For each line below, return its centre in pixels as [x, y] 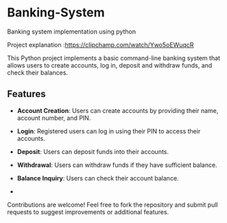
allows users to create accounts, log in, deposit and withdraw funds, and [110, 65]
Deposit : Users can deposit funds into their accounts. [93, 151]
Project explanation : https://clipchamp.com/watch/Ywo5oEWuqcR [100, 44]
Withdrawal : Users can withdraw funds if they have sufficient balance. [117, 165]
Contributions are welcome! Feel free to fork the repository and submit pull [112, 205]
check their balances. [38, 73]
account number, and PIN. [54, 118]
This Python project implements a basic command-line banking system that [114, 58]
